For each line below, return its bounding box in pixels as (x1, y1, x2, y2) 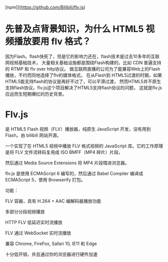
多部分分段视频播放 (5, 208, 45, 214)
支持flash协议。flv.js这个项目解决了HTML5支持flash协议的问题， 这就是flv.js (5, 85, 162, 91)
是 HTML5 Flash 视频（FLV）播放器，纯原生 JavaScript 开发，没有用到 (5, 126, 151, 132)
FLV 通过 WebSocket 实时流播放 (5, 230, 72, 236)
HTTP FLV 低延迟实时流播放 (5, 219, 63, 225)
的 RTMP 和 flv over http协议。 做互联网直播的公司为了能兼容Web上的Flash (5, 66, 160, 72)
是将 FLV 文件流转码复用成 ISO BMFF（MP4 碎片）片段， (5, 149, 123, 155)
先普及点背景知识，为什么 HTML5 (5, 24, 144, 35)
